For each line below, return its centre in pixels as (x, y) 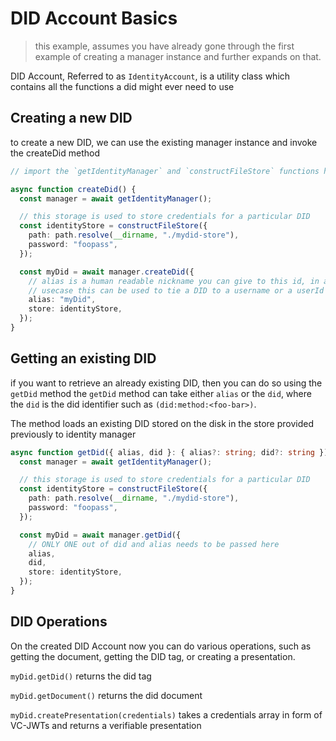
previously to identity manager (73, 434)
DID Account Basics (94, 18)
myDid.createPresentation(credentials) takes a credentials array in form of (166, 714)
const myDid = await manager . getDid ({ (100, 535)
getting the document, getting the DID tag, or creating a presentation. (153, 656)
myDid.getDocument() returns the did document (106, 695)
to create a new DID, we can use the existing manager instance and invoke (164, 142)
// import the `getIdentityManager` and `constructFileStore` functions (165, 171)
